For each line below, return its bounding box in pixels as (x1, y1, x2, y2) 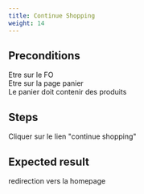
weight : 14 (8, 19, 45, 27)
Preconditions (8, 49, 80, 63)
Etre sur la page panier (8, 79, 84, 88)
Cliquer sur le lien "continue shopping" (8, 131, 137, 141)
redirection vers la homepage (8, 176, 106, 185)
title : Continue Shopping (8, 11, 95, 20)
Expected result (8, 155, 90, 168)
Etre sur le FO (8, 70, 54, 80)
